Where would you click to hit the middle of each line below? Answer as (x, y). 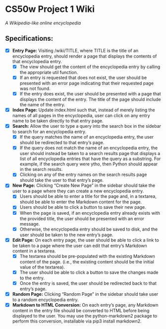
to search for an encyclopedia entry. (49, 132)
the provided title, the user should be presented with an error (82, 218)
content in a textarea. (34, 251)
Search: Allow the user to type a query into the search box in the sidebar (87, 126)
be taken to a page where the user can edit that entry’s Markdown (80, 246)
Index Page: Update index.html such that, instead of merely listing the (83, 110)
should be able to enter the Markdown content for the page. (81, 202)
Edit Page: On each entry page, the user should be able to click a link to (86, 240)
